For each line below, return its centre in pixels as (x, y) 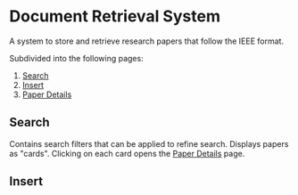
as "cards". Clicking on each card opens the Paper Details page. (127, 153)
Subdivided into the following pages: (77, 58)
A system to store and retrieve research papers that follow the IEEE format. (146, 41)
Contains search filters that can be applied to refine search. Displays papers (149, 143)
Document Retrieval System (115, 16)
